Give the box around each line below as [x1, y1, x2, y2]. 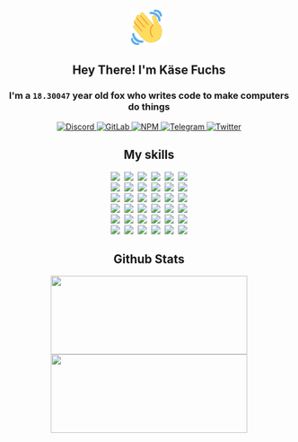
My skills [123, 147, 175, 163]
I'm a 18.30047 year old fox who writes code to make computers [8, 90, 290, 102]
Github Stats [113, 252, 185, 267]
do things [127, 101, 171, 113]
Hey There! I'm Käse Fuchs [72, 63, 226, 78]
